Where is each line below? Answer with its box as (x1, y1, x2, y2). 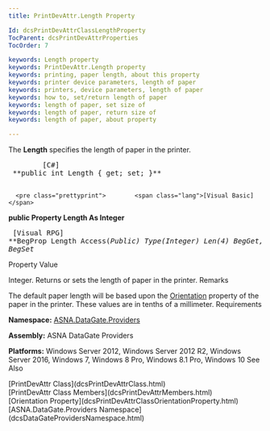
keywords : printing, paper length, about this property (8, 71, 200, 79)
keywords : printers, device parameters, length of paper (8, 85, 204, 93)
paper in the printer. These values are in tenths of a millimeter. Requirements (8, 300, 262, 309)
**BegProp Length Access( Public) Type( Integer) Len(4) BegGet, (8, 237, 264, 246)
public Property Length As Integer (8, 213, 125, 222)
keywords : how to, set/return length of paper (8, 93, 168, 102)
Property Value (8, 259, 58, 270)
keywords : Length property (8, 56, 99, 64)
